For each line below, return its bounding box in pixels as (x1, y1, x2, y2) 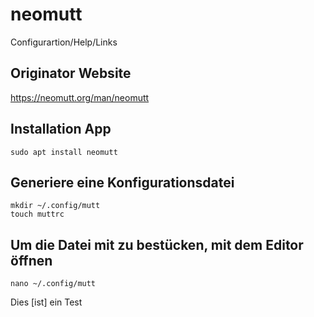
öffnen (10, 252, 53, 269)
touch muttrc (10, 209, 65, 220)
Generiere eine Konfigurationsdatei (10, 174, 235, 191)
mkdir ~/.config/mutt (10, 201, 101, 211)
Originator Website (10, 65, 132, 82)
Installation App (10, 121, 112, 138)
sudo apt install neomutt (10, 147, 118, 157)
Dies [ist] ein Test (10, 296, 83, 308)
